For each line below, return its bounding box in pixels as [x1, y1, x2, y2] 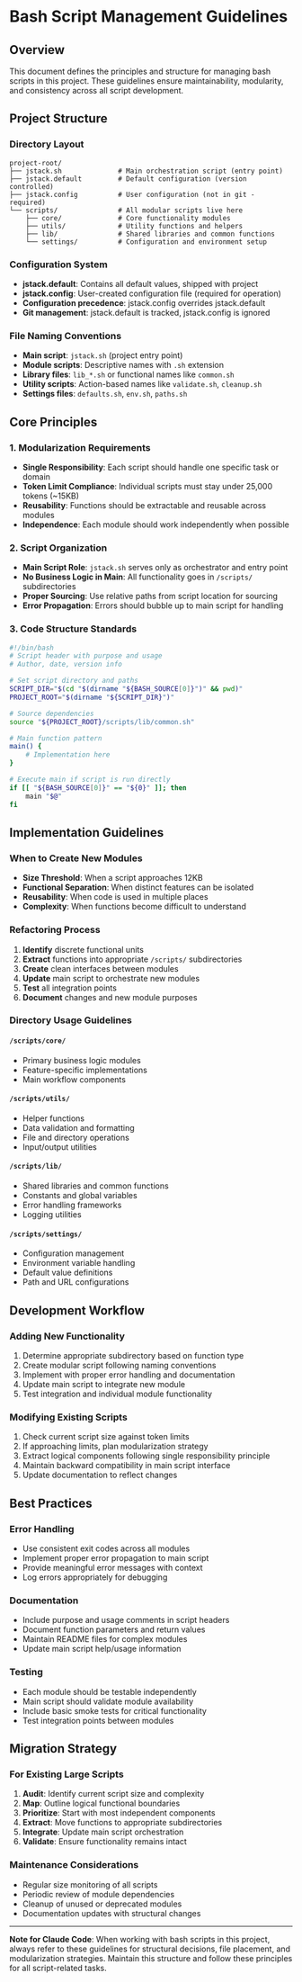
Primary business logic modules [22, 1054, 141, 1065]
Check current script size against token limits [22, 1431, 191, 1442]
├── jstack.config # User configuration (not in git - [9, 190, 255, 199]
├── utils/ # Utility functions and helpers [25, 221, 244, 230]
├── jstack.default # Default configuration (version [9, 174, 247, 184]
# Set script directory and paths [9, 677, 139, 686]
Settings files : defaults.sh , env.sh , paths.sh [22, 389, 188, 399]
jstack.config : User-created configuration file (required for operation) [22, 288, 281, 299]
